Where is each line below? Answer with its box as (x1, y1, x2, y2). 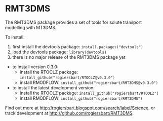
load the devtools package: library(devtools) (12, 49, 107, 55)
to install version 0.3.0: (12, 64, 59, 70)
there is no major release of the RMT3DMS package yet (12, 54, 126, 60)
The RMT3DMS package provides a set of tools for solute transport (5, 19, 142, 25)
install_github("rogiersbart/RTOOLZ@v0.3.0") (19, 75, 115, 80)
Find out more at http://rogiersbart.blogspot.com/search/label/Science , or (5, 105, 156, 111)
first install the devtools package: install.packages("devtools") (12, 43, 143, 49)
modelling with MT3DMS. (5, 24, 57, 30)
